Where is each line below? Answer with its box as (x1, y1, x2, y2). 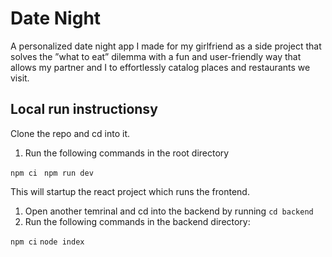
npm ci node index (10, 237, 85, 247)
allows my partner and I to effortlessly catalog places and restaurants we (10, 61, 311, 73)
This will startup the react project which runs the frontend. (10, 185, 250, 197)
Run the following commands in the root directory (24, 147, 230, 159)
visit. (10, 72, 30, 84)
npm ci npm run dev (10, 168, 94, 178)
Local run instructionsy (10, 101, 158, 118)
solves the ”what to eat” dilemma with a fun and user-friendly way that (10, 50, 302, 62)
